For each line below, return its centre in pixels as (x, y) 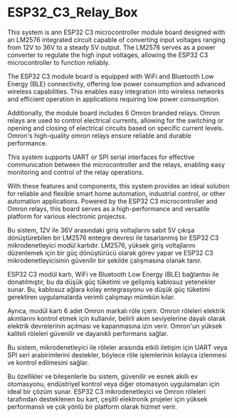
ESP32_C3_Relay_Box (73, 12)
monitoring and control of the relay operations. (76, 172)
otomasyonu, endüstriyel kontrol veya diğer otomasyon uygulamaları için (114, 384)
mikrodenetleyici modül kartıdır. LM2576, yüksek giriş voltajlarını (101, 245)
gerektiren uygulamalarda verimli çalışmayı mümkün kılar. (91, 297)
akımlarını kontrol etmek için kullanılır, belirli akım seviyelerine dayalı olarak (117, 318)
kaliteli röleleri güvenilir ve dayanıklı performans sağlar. (88, 333)
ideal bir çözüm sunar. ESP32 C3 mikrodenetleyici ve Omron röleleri (107, 391)
